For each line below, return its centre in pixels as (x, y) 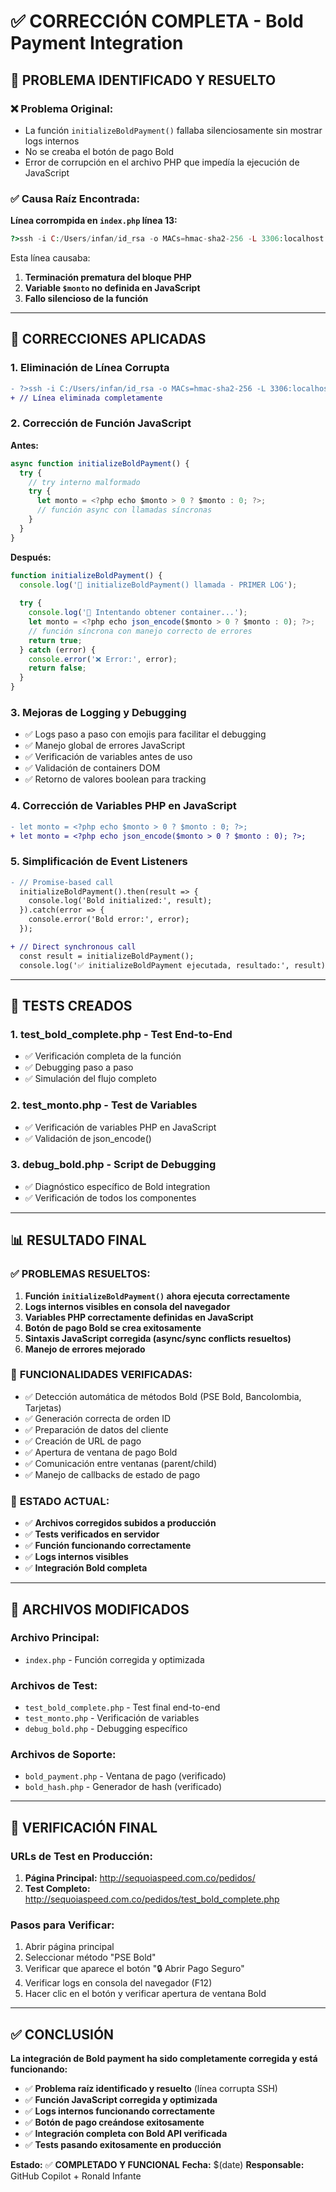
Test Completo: (57, 1889)
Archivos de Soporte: (63, 1755)
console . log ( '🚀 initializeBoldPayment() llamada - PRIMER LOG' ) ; (158, 585)
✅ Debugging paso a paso (79, 1067)
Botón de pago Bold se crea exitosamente (113, 1327)
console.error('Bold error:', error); (109, 920)
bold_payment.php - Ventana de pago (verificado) (125, 1776)
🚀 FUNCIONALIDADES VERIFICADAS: (101, 1375)
